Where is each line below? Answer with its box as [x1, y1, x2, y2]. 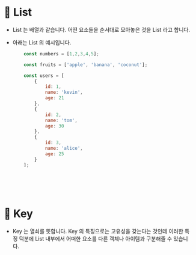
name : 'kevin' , [44, 90, 83, 96]
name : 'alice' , [44, 146, 83, 152]
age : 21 [44, 95, 64, 101]
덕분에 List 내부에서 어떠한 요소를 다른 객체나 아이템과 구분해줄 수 [19, 235, 173, 242]
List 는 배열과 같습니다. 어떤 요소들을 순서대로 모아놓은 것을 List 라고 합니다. [12, 26, 191, 33]
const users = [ [23, 72, 64, 79]
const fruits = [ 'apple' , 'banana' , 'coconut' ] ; [23, 61, 148, 68]
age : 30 [44, 123, 64, 129]
